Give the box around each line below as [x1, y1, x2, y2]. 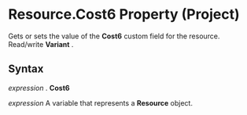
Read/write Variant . [8, 39, 74, 49]
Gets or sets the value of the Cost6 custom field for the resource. [8, 31, 220, 41]
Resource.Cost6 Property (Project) [8, 5, 240, 23]
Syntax [8, 63, 44, 76]
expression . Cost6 [8, 83, 70, 92]
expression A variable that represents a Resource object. [8, 98, 193, 107]
